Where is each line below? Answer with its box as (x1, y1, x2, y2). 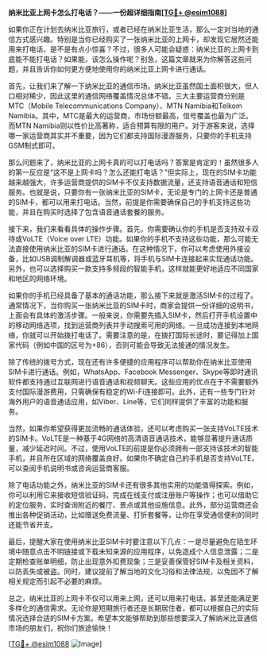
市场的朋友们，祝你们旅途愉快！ (8, 623, 113, 632)
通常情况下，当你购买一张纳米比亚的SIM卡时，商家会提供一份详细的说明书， (8, 301, 258, 310)
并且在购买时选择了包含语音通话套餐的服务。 (21, 207, 168, 217)
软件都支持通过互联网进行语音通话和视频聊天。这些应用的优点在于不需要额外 (8, 377, 259, 386)
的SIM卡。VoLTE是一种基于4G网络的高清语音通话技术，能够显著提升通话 (8, 434, 246, 443)
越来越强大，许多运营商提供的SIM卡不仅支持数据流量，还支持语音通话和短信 (8, 178, 258, 187)
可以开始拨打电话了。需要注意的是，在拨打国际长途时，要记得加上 (35, 330, 252, 340)
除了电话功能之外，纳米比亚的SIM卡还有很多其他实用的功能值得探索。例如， (8, 480, 258, 489)
